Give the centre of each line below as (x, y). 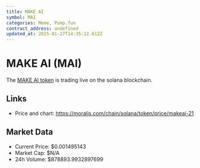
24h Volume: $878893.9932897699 (59, 159)
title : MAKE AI (25, 12)
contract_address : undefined (42, 28)
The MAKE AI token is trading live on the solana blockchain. (79, 80)
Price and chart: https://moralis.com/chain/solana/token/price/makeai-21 (104, 113)
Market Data (30, 132)
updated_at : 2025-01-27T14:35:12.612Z (54, 34)
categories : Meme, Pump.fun (41, 23)
